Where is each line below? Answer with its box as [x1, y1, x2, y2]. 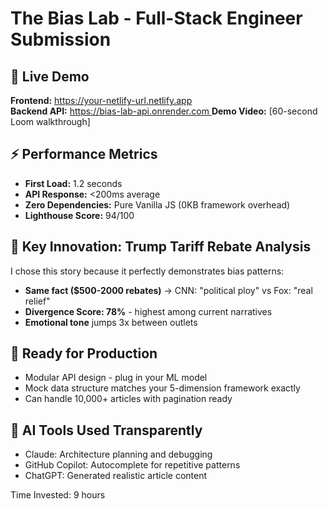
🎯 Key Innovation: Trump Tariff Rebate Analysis [10, 238, 312, 256]
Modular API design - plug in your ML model [24, 372, 208, 384]
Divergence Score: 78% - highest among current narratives [24, 305, 273, 317]
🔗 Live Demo [10, 68, 90, 85]
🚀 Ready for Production [10, 345, 158, 362]
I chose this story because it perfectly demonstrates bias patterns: [10, 265, 285, 277]
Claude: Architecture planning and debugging [24, 448, 213, 461]
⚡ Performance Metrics [10, 146, 158, 163]
